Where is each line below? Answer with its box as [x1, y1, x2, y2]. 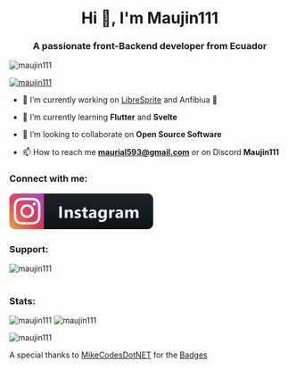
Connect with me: [9, 173, 88, 185]
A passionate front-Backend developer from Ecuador [32, 40, 267, 53]
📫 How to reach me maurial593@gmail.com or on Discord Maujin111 [21, 147, 279, 158]
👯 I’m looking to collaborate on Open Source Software [21, 129, 222, 140]
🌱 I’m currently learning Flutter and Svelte [21, 111, 178, 123]
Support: [9, 242, 49, 255]
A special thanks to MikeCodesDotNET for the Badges [9, 349, 208, 360]
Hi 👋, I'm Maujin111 [81, 8, 218, 29]
